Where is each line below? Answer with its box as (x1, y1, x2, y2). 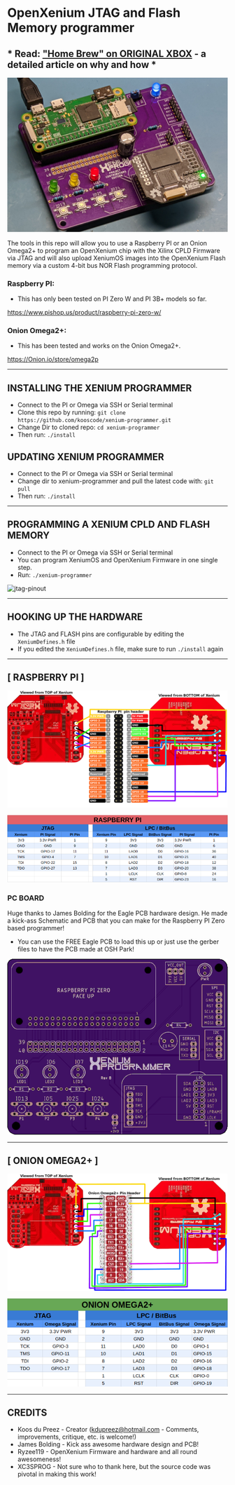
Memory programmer (7, 20, 135, 36)
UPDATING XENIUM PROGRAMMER (7, 451, 164, 463)
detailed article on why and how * (7, 58, 157, 71)
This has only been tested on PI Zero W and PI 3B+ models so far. (17, 294, 208, 303)
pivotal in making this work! (17, 1470, 97, 1479)
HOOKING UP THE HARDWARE (7, 611, 143, 623)
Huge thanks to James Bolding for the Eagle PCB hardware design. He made (7, 909, 228, 918)
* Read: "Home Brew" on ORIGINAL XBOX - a (7, 48, 206, 60)
